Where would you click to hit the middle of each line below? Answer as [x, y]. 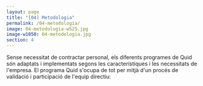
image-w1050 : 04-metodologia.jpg [49, 35]
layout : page [23, 12]
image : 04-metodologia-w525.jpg [47, 29]
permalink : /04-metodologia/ [43, 23]
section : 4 [20, 40]
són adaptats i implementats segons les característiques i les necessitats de [102, 64]
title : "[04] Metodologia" [41, 18]
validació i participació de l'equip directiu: [59, 77]
